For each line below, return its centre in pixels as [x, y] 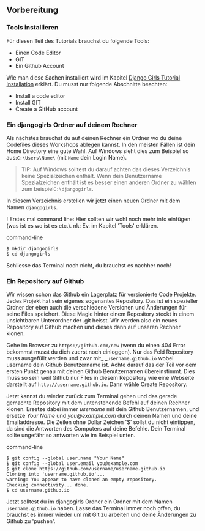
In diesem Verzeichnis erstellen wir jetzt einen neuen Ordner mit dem [93, 201]
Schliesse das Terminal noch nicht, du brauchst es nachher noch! [89, 265]
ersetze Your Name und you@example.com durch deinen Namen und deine [102, 416]
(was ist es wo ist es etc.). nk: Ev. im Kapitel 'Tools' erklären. [82, 225]
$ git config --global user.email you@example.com [72, 464]
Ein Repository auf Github [45, 281]
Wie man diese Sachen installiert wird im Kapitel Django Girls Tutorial [93, 77]
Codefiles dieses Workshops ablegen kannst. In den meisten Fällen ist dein [101, 144]
